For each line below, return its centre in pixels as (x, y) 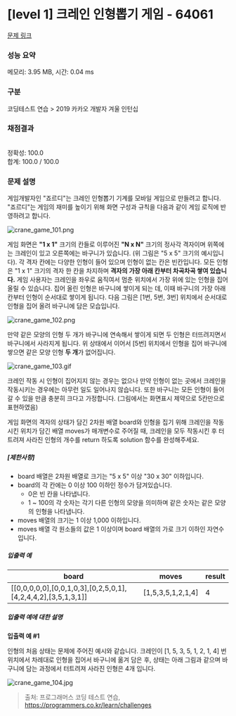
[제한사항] (21, 457)
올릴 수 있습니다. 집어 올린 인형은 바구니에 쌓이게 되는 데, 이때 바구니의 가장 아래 (117, 289)
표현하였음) (23, 407)
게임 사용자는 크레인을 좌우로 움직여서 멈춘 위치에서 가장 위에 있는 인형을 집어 (122, 280)
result (215, 577)
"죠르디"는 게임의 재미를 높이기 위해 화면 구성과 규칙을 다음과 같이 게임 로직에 (113, 207)
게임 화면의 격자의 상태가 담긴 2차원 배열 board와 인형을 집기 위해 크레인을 (109, 422)
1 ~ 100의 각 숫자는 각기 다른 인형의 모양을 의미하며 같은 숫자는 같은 (120, 503)
